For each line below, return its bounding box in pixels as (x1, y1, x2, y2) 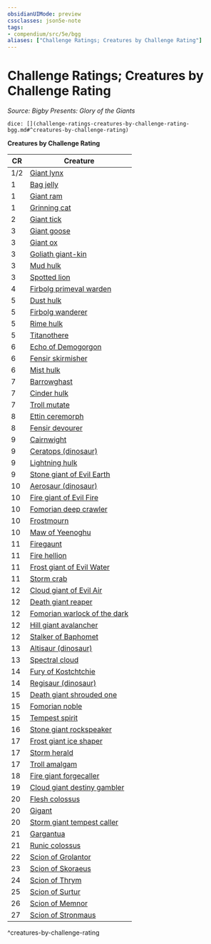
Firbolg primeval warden (29, 284, 112, 294)
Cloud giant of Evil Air (29, 586, 103, 596)
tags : (7, 24, 24, 31)
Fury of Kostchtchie (29, 666, 96, 676)
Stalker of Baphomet (29, 632, 98, 642)
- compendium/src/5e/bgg (7, 30, 81, 38)
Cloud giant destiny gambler (29, 783, 125, 793)
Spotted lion (29, 273, 71, 283)
